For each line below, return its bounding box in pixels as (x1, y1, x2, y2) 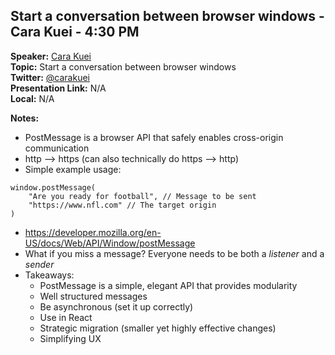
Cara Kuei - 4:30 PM (10, 24, 140, 41)
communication (24, 142, 90, 154)
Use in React (39, 311, 93, 323)
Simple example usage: (24, 163, 122, 175)
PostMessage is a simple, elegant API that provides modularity (39, 279, 298, 291)
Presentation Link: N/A (10, 82, 107, 94)
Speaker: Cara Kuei (10, 50, 92, 62)
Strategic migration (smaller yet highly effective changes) (39, 322, 277, 334)
